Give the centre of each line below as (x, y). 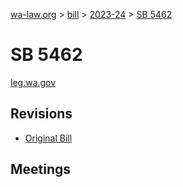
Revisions (41, 114)
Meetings (41, 169)
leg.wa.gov (33, 82)
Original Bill (48, 138)
